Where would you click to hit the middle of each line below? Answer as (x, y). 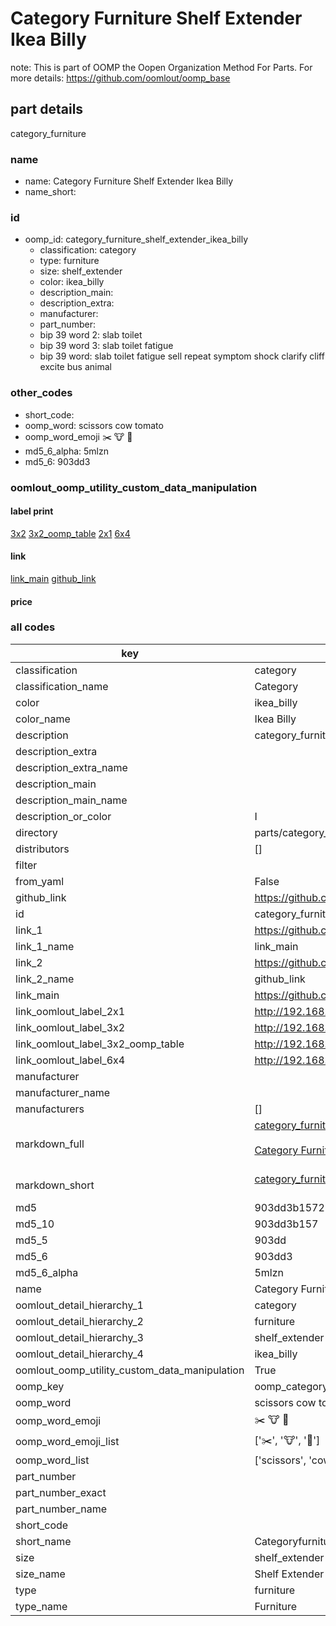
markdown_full (50, 1144)
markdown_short (55, 1185)
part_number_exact (61, 1492)
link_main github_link (53, 578)
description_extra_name (71, 767)
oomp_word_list (52, 1460)
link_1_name (45, 946)
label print (32, 511)
